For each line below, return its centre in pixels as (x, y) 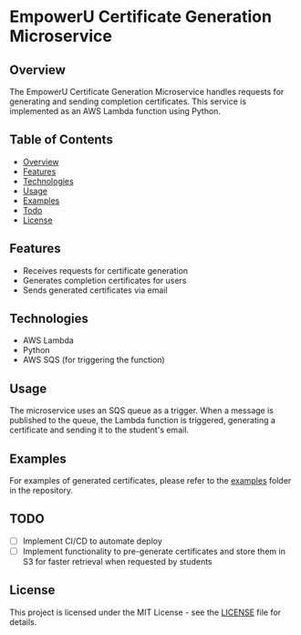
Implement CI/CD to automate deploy (92, 541)
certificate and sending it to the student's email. (99, 430)
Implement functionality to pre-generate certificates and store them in (154, 551)
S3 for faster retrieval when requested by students (117, 562)
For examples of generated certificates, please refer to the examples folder (150, 481)
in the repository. (42, 491)
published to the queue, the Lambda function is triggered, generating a (143, 421)
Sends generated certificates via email (95, 290)
